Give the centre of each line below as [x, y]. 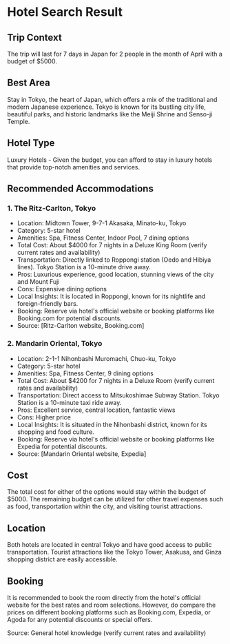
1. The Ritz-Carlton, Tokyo [52, 208]
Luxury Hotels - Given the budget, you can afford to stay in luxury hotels [109, 160]
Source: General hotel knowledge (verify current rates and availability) [107, 633]
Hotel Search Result [65, 12]
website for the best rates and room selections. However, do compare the [112, 605]
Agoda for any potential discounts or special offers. [80, 620]
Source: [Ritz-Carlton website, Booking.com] [81, 326]
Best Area [29, 83]
